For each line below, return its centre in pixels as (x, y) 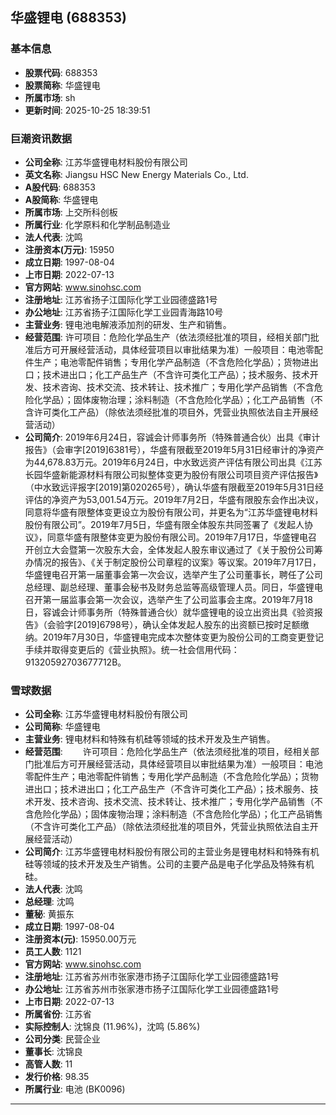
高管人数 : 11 (48, 1064)
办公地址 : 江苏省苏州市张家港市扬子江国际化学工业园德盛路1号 (152, 989)
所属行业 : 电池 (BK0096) (75, 1089)
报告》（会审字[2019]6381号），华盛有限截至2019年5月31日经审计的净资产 (174, 449)
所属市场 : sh (50, 97)
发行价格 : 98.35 (57, 1077)
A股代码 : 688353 (60, 187)
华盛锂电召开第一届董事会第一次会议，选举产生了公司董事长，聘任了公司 (173, 574)
